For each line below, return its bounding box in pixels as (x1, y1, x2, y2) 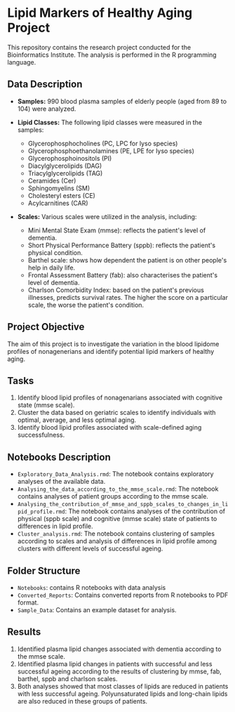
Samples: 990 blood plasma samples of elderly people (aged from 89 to (17, 97, 227, 105)
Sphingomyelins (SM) (27, 184, 90, 192)
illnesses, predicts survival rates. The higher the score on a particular (27, 293, 228, 301)
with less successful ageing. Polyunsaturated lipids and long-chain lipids (17, 690, 228, 698)
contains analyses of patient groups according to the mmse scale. (17, 492, 209, 501)
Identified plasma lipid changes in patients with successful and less (17, 659, 213, 668)
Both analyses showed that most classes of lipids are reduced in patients (17, 682, 229, 690)
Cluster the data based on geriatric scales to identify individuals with (17, 409, 216, 417)
